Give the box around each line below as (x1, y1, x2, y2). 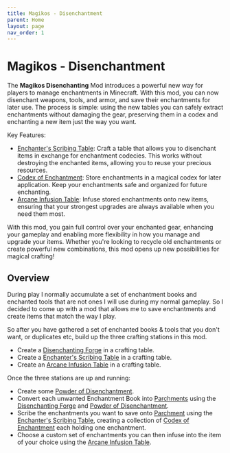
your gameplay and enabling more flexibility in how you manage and (7, 230, 200, 238)
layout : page (7, 23, 45, 29)
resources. (16, 166, 48, 175)
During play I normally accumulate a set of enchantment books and (7, 291, 197, 298)
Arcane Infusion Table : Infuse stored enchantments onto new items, (16, 195, 209, 204)
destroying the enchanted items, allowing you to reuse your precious (16, 159, 211, 167)
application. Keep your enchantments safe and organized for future (16, 181, 207, 189)
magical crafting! (7, 252, 55, 260)
